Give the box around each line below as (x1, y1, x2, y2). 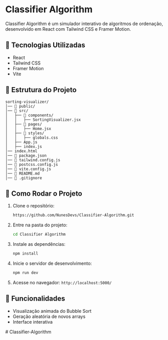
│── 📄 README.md (5, 171, 40, 176)
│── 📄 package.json (5, 153, 47, 158)
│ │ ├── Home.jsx (5, 126, 52, 131)
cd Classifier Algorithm (12, 232, 66, 237)
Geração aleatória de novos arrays (12, 313, 86, 320)
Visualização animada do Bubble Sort (12, 308, 92, 314)
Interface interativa (12, 318, 53, 325)
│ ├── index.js (5, 144, 42, 149)
